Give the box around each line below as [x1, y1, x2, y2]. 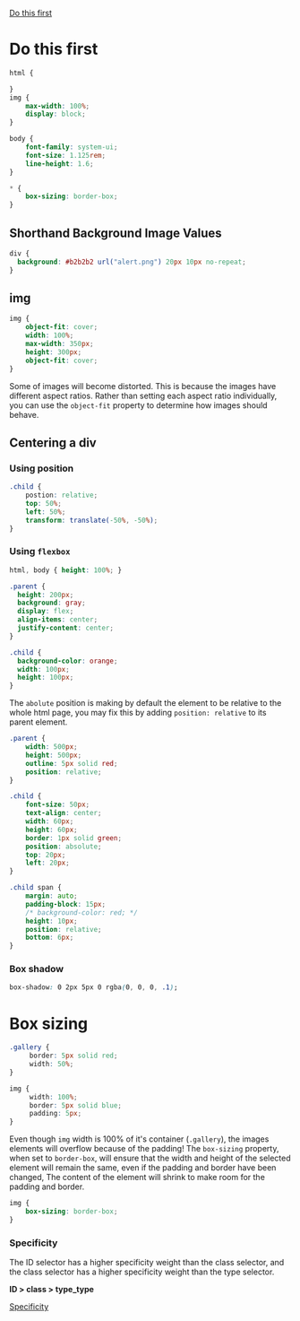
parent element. [9, 717, 68, 727]
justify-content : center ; [17, 623, 115, 633]
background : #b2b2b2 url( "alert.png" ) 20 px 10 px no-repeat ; [17, 257, 246, 266]
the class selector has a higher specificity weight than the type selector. [9, 1266, 275, 1277]
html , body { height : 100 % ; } [9, 565, 123, 575]
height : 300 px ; [25, 347, 82, 357]
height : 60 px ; [25, 825, 78, 834]
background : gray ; [17, 598, 87, 608]
